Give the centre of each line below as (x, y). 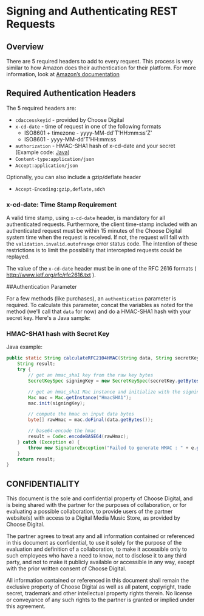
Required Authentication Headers (71, 94)
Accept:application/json (46, 166)
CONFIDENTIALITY (43, 483)
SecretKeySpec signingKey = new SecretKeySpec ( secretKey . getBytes (114, 381)
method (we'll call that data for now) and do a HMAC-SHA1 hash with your (99, 311)
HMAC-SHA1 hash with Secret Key (58, 334)
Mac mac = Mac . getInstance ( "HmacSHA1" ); (80, 397)
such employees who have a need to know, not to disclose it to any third (97, 556)
